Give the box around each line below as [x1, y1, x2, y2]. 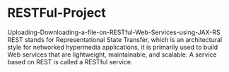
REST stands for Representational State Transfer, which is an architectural [7, 35, 223, 43]
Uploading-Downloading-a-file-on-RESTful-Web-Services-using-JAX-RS [7, 28, 221, 36]
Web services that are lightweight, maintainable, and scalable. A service [7, 50, 217, 59]
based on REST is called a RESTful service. [7, 57, 133, 66]
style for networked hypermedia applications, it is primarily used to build [7, 43, 218, 51]
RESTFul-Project [7, 5, 106, 21]
